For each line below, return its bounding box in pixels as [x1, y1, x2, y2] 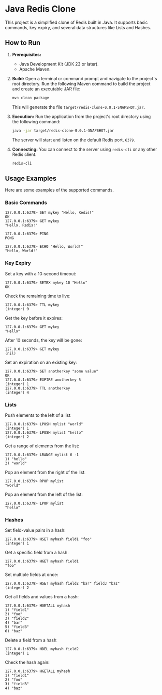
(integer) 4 [5, 390, 29, 395]
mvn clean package [12, 95, 49, 100]
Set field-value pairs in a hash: [5, 527, 66, 533]
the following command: [12, 119, 60, 124]
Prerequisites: [12, 51, 42, 57]
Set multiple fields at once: [5, 572, 59, 577]
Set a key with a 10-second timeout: [5, 271, 76, 276]
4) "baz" [5, 686, 23, 691]
